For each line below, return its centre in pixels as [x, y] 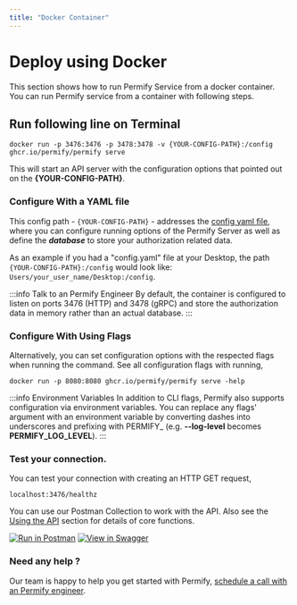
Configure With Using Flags [70, 336]
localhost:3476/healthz [54, 495]
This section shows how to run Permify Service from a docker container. [142, 87]
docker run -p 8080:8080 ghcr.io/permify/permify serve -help [127, 381]
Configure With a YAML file [70, 202]
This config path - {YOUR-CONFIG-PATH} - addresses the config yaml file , [140, 221]
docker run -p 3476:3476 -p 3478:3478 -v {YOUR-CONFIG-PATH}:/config [141, 145]
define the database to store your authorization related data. [121, 240]
